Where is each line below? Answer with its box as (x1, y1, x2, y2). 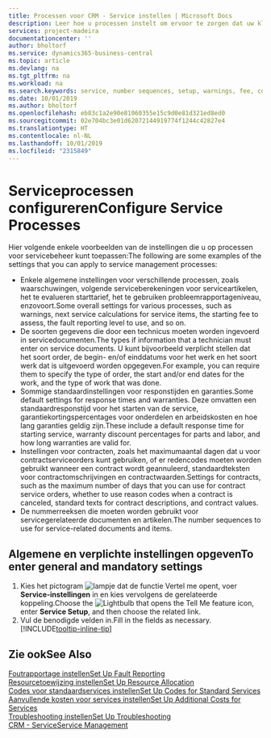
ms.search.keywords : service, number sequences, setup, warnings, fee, (8, 86, 254, 95)
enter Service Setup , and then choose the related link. (19, 607, 202, 617)
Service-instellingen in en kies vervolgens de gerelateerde (19, 590, 218, 599)
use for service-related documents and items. (19, 523, 173, 533)
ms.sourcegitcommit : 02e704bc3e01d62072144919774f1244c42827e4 (8, 117, 226, 125)
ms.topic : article (8, 57, 70, 65)
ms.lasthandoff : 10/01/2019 (8, 139, 103, 148)
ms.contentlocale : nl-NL (8, 131, 92, 140)
